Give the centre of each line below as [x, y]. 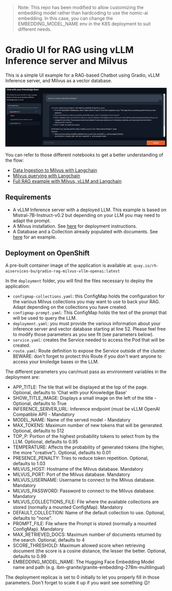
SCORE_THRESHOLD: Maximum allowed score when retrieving [79, 546]
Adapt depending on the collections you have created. [70, 307]
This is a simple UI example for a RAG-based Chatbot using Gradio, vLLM [82, 75]
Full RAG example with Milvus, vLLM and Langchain [67, 181]
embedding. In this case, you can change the [65, 18]
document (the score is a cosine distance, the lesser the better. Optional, [89, 551]
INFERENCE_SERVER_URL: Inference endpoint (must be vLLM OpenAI [86, 409]
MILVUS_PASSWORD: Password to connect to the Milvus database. [84, 491]
